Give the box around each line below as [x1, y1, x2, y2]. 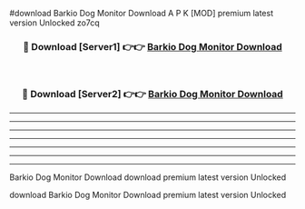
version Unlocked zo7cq [9, 17, 100, 28]
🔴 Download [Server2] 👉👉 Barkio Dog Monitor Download [22, 88, 283, 101]
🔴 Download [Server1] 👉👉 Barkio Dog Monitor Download [22, 40, 283, 53]
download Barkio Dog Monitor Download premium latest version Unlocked [9, 189, 287, 200]
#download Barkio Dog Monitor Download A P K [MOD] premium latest [9, 8, 274, 18]
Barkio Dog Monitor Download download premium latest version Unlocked [9, 172, 287, 183]
